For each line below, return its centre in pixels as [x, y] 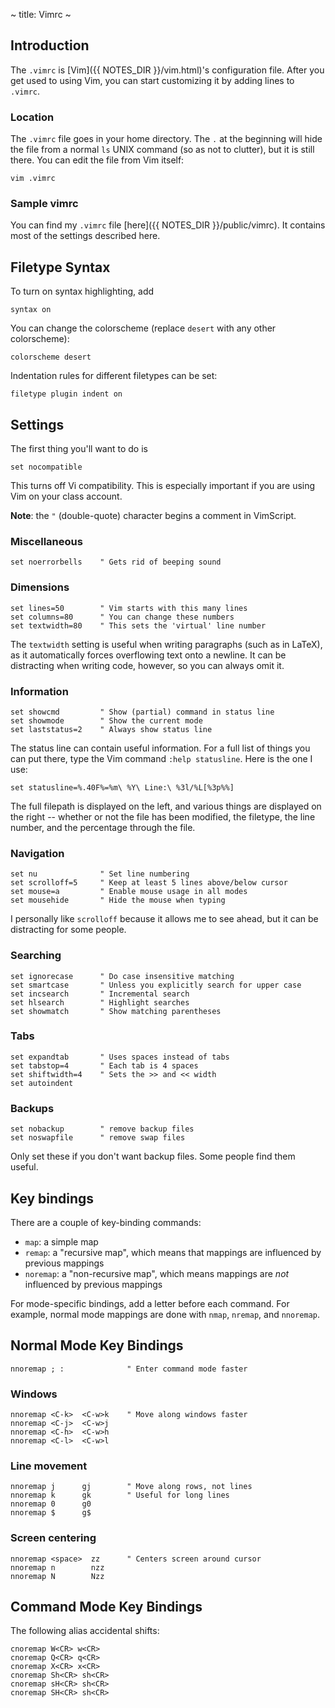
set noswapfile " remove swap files [98, 1138]
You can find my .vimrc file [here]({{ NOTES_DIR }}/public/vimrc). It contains [168, 225]
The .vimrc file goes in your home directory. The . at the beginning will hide [166, 139]
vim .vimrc [33, 179]
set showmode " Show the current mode [106, 720]
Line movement [49, 1466]
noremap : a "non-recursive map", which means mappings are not [157, 1273]
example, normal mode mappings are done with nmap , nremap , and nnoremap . [165, 1314]
